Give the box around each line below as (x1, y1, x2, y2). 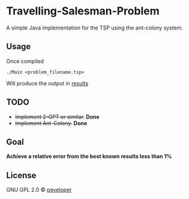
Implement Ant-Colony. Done (14, 119, 88, 127)
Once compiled (6, 57, 44, 64)
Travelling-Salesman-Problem (6, 4, 160, 18)
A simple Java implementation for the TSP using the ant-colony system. (6, 24, 184, 31)
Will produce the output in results (6, 79, 89, 87)
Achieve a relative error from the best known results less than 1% (6, 153, 172, 160)
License (6, 170, 37, 180)
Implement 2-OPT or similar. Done (14, 113, 100, 120)
